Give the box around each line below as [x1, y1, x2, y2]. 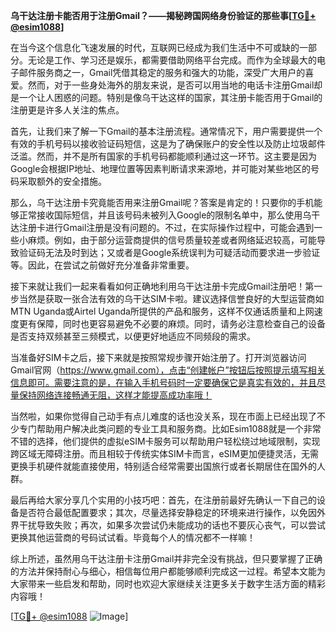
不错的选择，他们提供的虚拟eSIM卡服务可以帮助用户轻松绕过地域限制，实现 [10, 435, 321, 447]
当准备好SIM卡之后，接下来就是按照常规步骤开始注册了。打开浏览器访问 [10, 352, 307, 363]
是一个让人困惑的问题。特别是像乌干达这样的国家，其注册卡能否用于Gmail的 [10, 92, 323, 103]
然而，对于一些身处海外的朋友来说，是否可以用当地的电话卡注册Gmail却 [27, 79, 323, 91]
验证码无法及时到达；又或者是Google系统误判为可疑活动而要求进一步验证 [18, 247, 321, 258]
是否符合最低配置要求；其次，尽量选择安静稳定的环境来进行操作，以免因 [18, 507, 317, 518]
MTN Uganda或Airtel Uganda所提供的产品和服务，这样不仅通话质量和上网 [10, 305, 315, 317]
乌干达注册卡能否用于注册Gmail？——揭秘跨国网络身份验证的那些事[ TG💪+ [10, 10, 317, 21]
